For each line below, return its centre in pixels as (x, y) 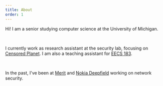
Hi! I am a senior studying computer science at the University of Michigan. (82, 28)
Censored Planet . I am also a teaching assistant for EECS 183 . (69, 53)
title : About (19, 10)
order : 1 (14, 14)
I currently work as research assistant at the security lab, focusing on (77, 48)
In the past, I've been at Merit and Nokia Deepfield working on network (78, 72)
